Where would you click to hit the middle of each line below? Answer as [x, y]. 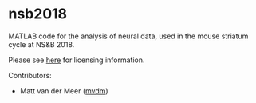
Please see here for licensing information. [77, 60]
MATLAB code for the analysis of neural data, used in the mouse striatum [128, 36]
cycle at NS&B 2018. [41, 44]
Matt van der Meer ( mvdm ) [64, 91]
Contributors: [30, 75]
